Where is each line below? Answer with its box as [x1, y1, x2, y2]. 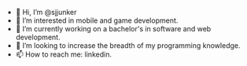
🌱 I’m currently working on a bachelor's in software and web [15, 24, 212, 33]
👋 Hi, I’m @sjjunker [15, 8, 77, 16]
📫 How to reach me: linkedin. [15, 49, 112, 59]
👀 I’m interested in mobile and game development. [15, 16, 179, 25]
